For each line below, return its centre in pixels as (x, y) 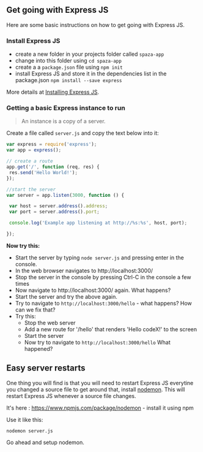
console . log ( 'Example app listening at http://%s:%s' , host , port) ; (98, 223)
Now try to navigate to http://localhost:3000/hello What (98, 342)
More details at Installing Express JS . (53, 92)
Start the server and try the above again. (66, 296)
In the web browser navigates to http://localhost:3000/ (84, 270)
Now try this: (23, 245)
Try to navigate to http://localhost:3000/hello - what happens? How (104, 303)
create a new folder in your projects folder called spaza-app (90, 54)
